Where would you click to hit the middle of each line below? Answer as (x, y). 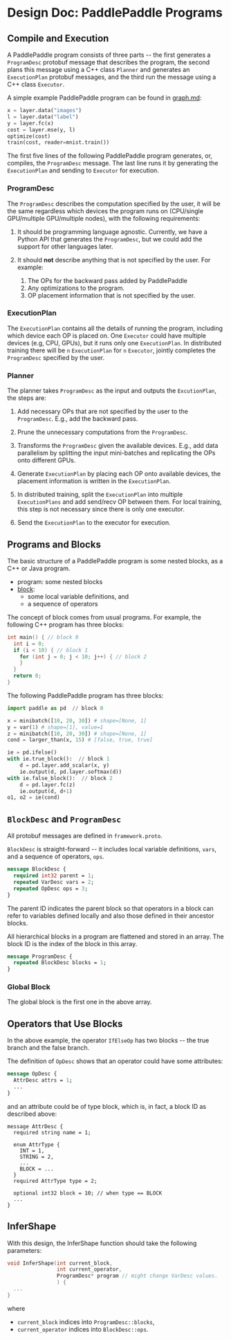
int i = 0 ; (29, 644)
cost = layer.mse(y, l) (41, 129)
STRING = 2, (37, 1157)
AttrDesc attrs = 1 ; (43, 1080)
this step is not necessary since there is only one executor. (101, 509)
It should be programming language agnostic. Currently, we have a (112, 232)
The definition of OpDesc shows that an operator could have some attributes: (115, 1061)
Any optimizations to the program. (76, 288)
